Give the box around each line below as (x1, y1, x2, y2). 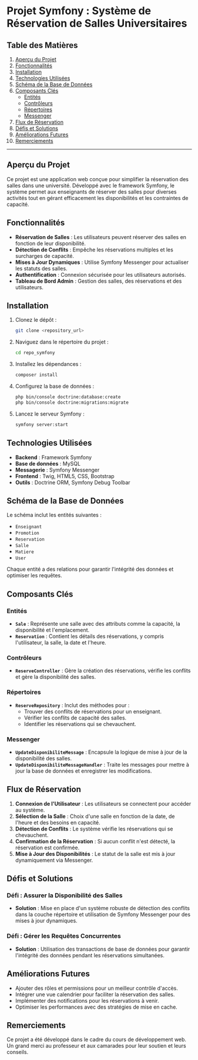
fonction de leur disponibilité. (15, 240, 86, 247)
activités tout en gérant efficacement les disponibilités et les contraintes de (6, 194, 189, 201)
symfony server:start (15, 421, 68, 427)
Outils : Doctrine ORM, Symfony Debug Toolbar (15, 479, 131, 486)
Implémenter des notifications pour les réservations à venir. (15, 997, 159, 1004)
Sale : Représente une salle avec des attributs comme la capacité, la (15, 620, 181, 627)
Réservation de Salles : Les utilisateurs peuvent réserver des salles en (15, 233, 187, 240)
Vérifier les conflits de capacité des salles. (24, 714, 127, 721)
